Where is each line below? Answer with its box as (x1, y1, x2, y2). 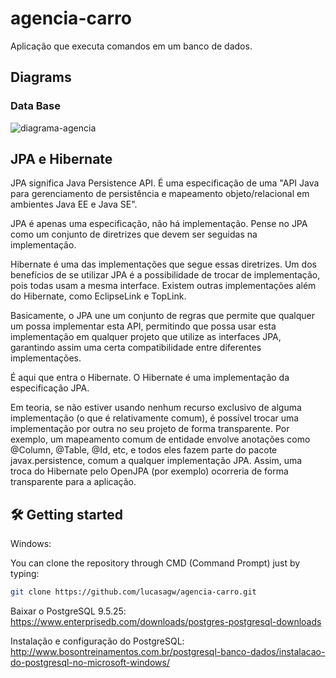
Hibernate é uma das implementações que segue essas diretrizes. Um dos (10, 258, 317, 271)
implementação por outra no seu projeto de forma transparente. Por (10, 423, 290, 435)
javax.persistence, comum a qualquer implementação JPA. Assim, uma (10, 455, 303, 467)
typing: (10, 568, 40, 580)
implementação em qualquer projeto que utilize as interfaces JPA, (10, 331, 282, 343)
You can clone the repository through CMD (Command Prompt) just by (10, 557, 301, 569)
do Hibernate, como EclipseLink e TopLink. (10, 290, 187, 302)
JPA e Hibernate (10, 151, 113, 168)
